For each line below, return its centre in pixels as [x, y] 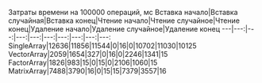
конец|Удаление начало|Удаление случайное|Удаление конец [114, 29]
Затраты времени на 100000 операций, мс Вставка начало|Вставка [123, 12]
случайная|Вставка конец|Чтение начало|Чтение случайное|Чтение [124, 21]
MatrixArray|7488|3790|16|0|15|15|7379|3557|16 [87, 71]
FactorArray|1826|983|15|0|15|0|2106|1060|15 [83, 62]
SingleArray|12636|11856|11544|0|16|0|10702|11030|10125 [102, 46]
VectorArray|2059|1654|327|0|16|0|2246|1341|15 [88, 54]
